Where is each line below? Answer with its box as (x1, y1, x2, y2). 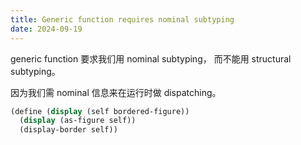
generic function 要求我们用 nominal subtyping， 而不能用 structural (10, 52, 292, 65)
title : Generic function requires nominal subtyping (10, 14, 235, 25)
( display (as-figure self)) (19, 116, 137, 126)
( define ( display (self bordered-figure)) (10, 106, 190, 116)
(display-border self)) (19, 125, 118, 135)
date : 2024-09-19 (10, 24, 83, 34)
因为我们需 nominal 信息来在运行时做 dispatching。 (10, 86, 222, 98)
